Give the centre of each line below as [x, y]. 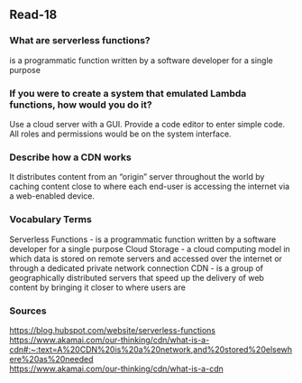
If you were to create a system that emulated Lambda [128, 93]
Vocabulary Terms [50, 220]
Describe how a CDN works [71, 157]
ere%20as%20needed [51, 359]
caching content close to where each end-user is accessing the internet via [150, 187]
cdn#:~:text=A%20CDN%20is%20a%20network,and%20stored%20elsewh [151, 349]
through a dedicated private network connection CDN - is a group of [137, 268]
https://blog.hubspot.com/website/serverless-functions [113, 330]
